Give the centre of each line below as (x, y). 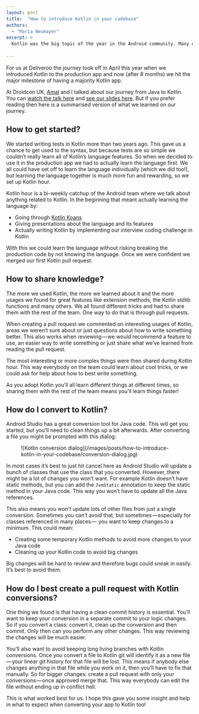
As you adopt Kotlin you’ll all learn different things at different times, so (92, 385)
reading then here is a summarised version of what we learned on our (91, 105)
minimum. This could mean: (40, 528)
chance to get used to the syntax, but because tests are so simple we (91, 150)
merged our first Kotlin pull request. (49, 260)
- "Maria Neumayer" (36, 31)
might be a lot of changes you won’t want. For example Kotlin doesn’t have (97, 479)
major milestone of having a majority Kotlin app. (64, 80)
